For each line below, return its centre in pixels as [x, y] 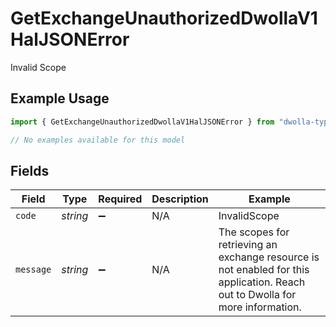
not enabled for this [264, 270]
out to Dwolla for [257, 295]
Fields [30, 170]
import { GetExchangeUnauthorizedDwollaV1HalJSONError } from [142, 122]
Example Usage [60, 98]
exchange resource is [269, 257]
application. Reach [262, 282]
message [33, 270]
